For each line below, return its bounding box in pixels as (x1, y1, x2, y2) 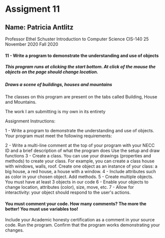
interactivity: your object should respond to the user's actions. (5, 189, 131, 195)
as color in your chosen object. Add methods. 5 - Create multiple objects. (5, 174, 154, 179)
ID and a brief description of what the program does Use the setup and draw (5, 148, 160, 153)
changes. (5, 227, 24, 233)
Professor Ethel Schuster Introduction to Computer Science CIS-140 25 (5, 36, 149, 42)
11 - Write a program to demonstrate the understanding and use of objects (5, 53, 159, 59)
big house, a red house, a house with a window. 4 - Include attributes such (5, 168, 156, 174)
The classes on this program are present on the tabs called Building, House (5, 93, 158, 99)
